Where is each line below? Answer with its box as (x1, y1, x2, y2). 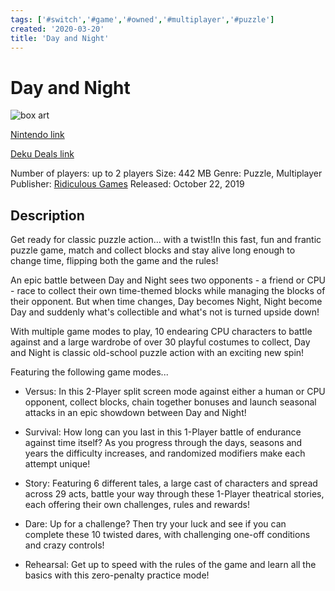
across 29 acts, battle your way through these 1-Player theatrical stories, (24, 488, 325, 500)
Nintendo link (10, 129, 65, 141)
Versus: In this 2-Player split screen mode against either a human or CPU (24, 386, 326, 398)
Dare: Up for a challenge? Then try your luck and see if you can (24, 518, 287, 530)
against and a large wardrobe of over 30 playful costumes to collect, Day (10, 336, 311, 348)
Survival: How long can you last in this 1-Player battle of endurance (24, 426, 302, 438)
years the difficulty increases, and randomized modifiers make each (24, 447, 306, 460)
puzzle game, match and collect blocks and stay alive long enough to (10, 244, 296, 256)
